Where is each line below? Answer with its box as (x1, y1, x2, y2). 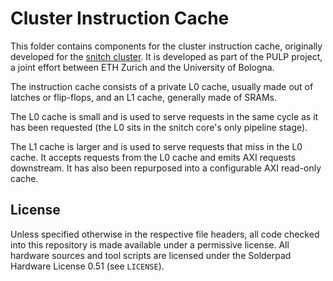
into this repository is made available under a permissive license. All (10, 238, 290, 251)
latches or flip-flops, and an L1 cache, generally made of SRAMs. (10, 91, 277, 103)
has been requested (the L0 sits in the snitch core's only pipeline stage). (10, 121, 308, 133)
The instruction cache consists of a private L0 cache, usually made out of (10, 80, 314, 92)
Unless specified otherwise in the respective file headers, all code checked (10, 228, 320, 240)
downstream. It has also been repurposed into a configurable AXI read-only (10, 162, 322, 174)
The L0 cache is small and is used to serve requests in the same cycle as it (10, 110, 319, 122)
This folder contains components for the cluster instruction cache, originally (10, 40, 323, 52)
